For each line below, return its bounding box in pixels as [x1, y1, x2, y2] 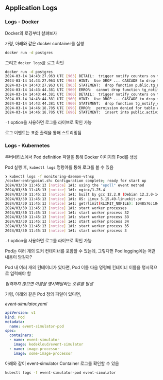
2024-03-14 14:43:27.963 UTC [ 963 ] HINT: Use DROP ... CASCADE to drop [5, 78, 155, 83]
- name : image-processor [9, 346, 60, 351]
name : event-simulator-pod [9, 324, 64, 329]
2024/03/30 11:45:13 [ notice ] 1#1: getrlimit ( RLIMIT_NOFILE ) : [5, 201, 133, 206]
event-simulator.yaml [5, 301, 48, 307]
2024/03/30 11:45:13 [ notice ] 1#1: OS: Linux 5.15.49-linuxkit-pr [5, 197, 142, 201]
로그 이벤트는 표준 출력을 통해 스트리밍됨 [5, 130, 81, 136]
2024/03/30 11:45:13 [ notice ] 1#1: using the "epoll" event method [5, 183, 145, 188]
